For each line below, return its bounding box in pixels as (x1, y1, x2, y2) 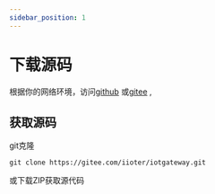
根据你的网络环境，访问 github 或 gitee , (9, 86, 152, 97)
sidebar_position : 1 (9, 13, 87, 22)
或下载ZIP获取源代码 (9, 175, 85, 186)
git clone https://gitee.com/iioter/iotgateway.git (9, 158, 206, 167)
